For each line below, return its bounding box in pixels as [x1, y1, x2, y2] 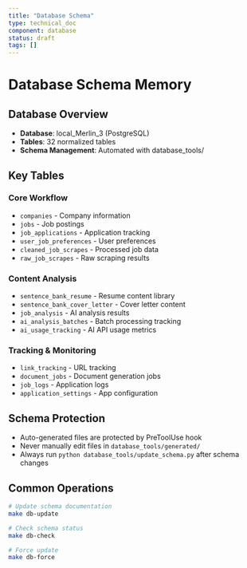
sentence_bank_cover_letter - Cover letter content [19, 300, 186, 310]
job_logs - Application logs [19, 380, 109, 389]
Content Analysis [8, 273, 77, 284]
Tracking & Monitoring [8, 345, 97, 356]
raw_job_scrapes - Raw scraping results [19, 253, 150, 262]
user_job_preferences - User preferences [19, 236, 157, 246]
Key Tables [8, 168, 65, 182]
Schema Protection [8, 412, 106, 425]
